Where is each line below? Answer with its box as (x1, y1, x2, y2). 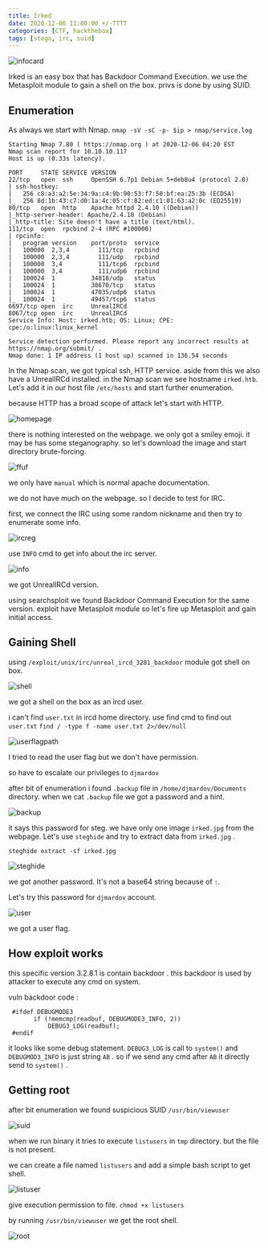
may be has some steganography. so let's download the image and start (8, 438, 247, 448)
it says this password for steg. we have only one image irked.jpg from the (8, 823, 254, 832)
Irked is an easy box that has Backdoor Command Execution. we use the (8, 72, 247, 81)
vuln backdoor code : (8, 992, 79, 1002)
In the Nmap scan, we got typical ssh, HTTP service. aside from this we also (8, 366, 261, 376)
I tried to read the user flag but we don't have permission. (8, 752, 199, 762)
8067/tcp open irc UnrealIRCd (8, 310, 128, 318)
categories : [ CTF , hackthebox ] (8, 27, 113, 35)
